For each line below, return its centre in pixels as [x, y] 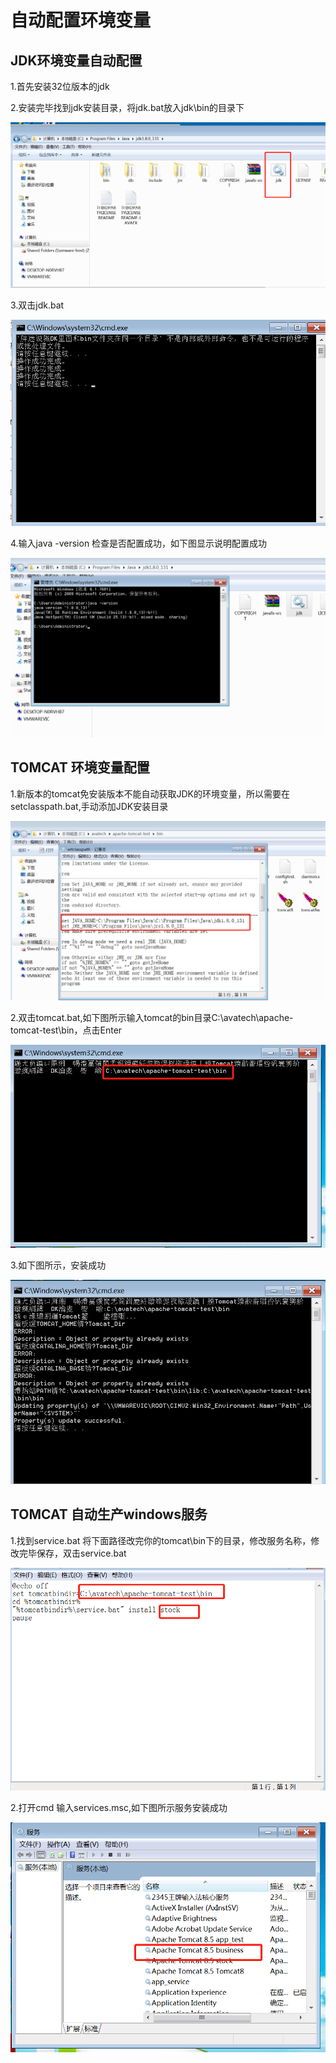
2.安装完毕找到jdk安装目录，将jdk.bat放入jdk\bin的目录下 [127, 107]
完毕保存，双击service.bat [72, 1553]
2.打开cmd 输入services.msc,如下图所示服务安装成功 [119, 1808]
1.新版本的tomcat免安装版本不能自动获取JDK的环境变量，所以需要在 [150, 793]
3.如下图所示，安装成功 [58, 1265]
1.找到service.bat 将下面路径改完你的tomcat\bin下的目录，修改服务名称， [161, 1540]
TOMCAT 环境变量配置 [80, 767]
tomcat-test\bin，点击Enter [66, 1030]
